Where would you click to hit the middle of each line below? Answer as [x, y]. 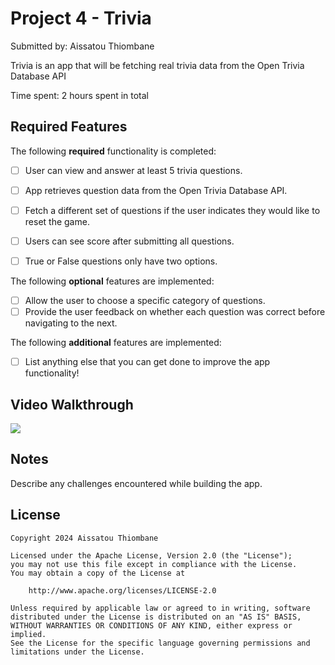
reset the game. [57, 221]
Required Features [69, 127]
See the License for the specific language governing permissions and [160, 643]
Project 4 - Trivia [81, 18]
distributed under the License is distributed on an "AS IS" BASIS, [156, 617]
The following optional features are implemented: [112, 281]
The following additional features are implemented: [116, 343]
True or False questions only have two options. [121, 261]
